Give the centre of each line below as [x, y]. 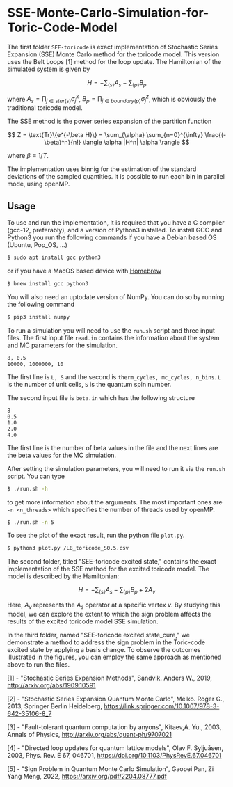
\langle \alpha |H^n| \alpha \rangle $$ [136, 142]
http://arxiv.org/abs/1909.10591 [51, 685]
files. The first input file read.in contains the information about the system [114, 337]
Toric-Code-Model [62, 27]
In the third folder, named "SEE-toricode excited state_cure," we [98, 635]
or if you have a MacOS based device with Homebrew [85, 271]
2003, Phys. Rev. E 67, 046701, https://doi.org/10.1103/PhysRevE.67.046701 [114, 755]
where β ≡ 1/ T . [28, 156]
